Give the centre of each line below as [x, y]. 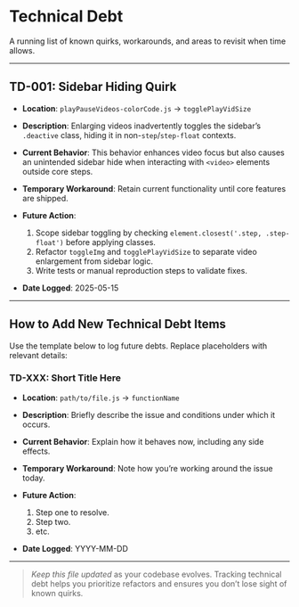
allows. [22, 50]
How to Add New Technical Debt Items [118, 324]
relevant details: [39, 355]
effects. [36, 451]
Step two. [53, 521]
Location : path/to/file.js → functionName [101, 398]
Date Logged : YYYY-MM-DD [75, 548]
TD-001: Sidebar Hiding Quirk [93, 87]
